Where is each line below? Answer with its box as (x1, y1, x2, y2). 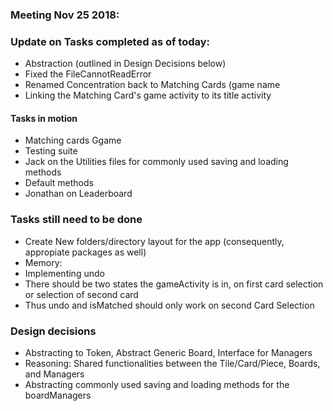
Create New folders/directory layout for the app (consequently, (24, 235, 285, 247)
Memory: (24, 256, 63, 268)
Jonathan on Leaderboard (24, 188, 133, 200)
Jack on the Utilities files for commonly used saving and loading (24, 156, 289, 168)
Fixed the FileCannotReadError (24, 68, 152, 80)
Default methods (24, 177, 94, 189)
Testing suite (24, 145, 78, 157)
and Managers (24, 368, 85, 380)
